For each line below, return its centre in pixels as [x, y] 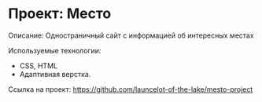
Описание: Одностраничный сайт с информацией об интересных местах [131, 35]
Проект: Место [60, 14]
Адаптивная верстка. [55, 74]
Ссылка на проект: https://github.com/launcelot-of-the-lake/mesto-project [131, 89]
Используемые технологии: [55, 50]
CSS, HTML [38, 66]
